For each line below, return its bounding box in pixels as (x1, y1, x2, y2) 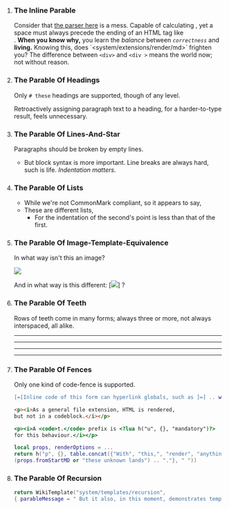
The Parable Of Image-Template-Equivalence (13, 238, 169, 248)
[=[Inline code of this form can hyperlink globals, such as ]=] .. (13, 394, 216, 401)
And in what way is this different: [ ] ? (13, 281, 126, 289)
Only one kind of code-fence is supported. (13, 380, 136, 389)
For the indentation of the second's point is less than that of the (34, 213, 216, 222)
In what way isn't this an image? (13, 253, 105, 262)
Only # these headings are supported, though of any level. (13, 91, 181, 99)
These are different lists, (24, 206, 94, 215)
